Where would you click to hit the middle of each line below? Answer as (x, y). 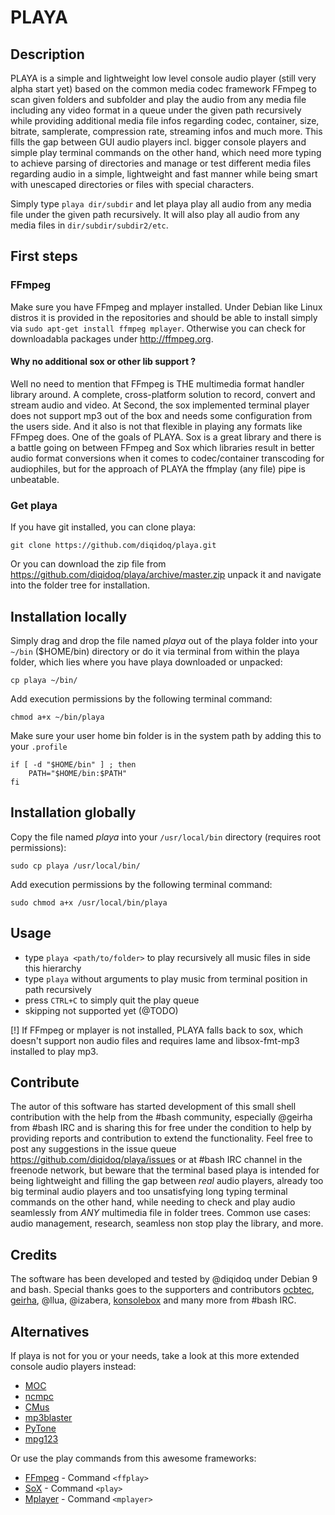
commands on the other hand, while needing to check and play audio (153, 1202)
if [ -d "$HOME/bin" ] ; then (73, 765)
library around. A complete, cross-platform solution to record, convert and (163, 394)
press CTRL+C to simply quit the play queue (112, 1000)
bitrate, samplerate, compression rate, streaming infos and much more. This (166, 131)
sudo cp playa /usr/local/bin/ (75, 866)
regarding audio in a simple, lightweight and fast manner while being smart (164, 174)
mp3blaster (48, 1418)
